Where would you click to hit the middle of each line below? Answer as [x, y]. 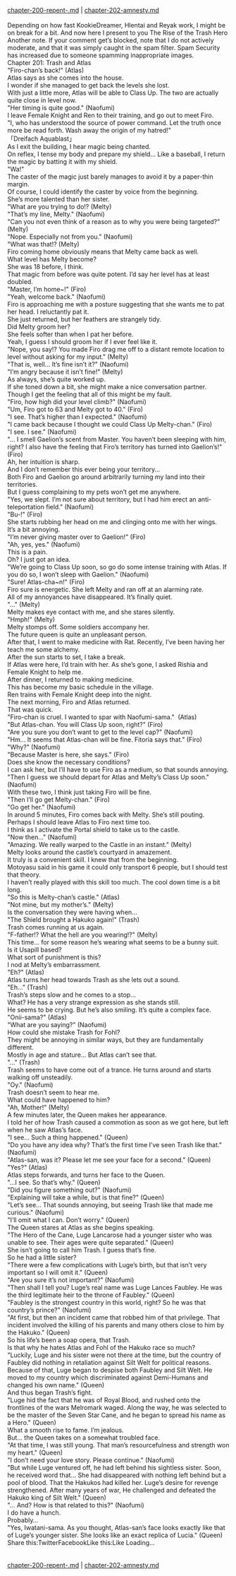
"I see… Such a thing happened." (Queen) [68, 1137]
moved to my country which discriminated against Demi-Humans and [108, 1377]
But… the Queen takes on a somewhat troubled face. [84, 1438]
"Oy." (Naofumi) [30, 1085]
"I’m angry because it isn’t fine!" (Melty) [65, 372]
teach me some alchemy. [44, 650]
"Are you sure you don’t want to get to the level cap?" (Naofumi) [100, 732]
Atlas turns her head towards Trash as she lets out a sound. [94, 980]
